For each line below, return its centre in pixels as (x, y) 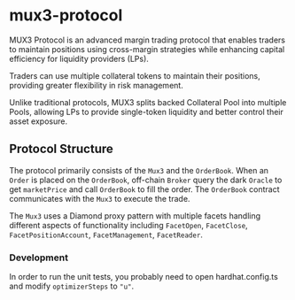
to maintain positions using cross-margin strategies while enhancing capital (147, 49)
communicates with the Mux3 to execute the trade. (100, 198)
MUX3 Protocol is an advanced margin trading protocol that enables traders (147, 40)
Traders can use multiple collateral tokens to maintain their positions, (135, 75)
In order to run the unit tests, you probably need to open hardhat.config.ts (144, 277)
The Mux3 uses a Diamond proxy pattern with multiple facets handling (135, 215)
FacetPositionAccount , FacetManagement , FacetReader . (106, 235)
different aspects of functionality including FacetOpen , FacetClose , (128, 225)
